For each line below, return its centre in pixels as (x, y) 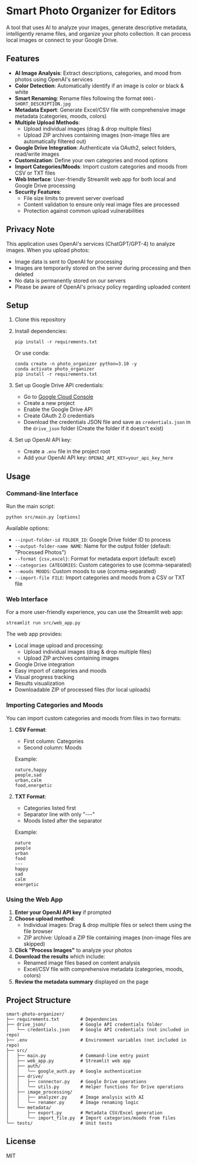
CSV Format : (31, 729)
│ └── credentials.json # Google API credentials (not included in (98, 1029)
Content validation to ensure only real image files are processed (101, 204)
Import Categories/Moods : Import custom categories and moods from (101, 166)
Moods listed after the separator (63, 820)
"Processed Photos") (40, 552)
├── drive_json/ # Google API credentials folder (84, 1024)
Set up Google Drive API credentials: (59, 385)
